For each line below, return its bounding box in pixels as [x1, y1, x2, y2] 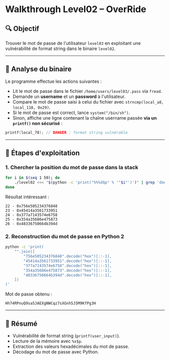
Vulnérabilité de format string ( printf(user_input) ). [12, 332, 120, 339]
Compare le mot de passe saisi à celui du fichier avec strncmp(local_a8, [12, 98, 164, 105]
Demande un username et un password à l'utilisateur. [12, 93, 125, 99]
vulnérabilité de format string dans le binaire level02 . [5, 45, 116, 52]
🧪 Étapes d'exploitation [5, 149, 80, 158]
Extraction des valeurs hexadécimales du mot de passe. [12, 343, 130, 349]
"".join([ [14, 249, 35, 254]
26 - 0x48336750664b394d [5, 221, 58, 226]
